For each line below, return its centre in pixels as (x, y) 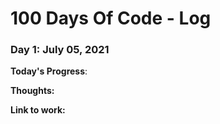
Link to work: (38, 110)
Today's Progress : (49, 71)
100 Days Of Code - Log (111, 18)
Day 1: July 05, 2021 (60, 50)
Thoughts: (32, 91)
